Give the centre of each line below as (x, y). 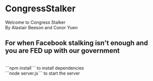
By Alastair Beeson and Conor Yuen (41, 27)
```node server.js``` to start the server (43, 73)
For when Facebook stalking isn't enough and (76, 43)
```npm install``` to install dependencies (45, 68)
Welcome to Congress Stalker (35, 22)
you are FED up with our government (62, 51)
